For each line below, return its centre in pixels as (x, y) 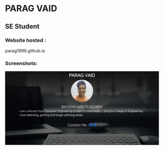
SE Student (22, 26)
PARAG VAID (31, 8)
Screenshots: (21, 63)
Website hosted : (26, 40)
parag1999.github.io (25, 50)
